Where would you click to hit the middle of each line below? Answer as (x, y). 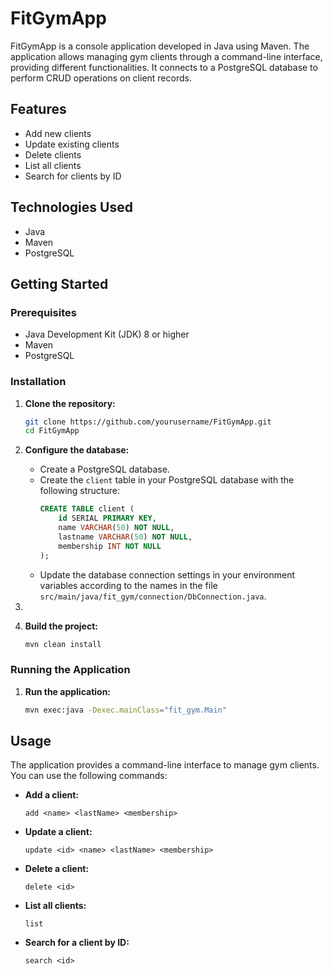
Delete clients (53, 154)
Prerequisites (43, 312)
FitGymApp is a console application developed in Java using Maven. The (160, 46)
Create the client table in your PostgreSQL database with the (167, 480)
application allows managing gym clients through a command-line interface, (166, 56)
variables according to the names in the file (128, 585)
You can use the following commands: (89, 776)
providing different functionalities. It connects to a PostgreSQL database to (164, 67)
